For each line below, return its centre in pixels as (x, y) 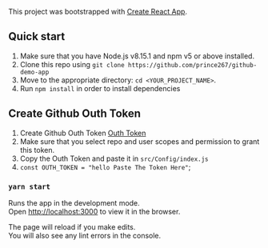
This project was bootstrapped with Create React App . (98, 12)
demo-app (34, 72)
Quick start (37, 36)
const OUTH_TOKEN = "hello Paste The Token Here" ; (105, 166)
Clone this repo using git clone (72, 64)
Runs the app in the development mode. (74, 202)
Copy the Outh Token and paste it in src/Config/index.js (114, 158)
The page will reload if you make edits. (72, 226)
